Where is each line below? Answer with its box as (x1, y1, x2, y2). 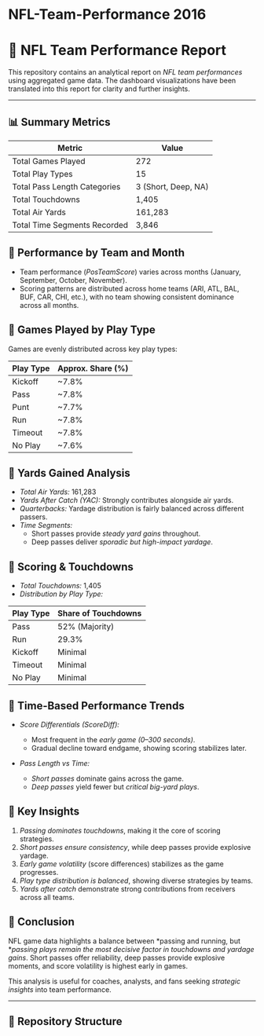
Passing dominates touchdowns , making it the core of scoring (19, 826, 222, 835)
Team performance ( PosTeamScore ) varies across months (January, (19, 267, 241, 276)
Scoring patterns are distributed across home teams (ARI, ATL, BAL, (19, 284, 240, 293)
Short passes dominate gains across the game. (31, 774, 185, 783)
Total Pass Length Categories (12, 181, 121, 192)
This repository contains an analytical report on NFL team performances (8, 68, 243, 77)
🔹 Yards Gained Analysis (8, 466, 131, 480)
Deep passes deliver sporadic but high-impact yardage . (31, 537, 214, 547)
